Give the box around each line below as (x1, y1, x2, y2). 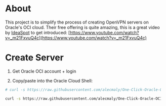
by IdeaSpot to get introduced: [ (5, 29, 70, 35)
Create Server (5, 52, 64, 63)
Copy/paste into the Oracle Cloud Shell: (12, 78, 93, 83)
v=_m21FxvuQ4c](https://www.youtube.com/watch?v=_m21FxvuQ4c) (5, 35, 147, 41)
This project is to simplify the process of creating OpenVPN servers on (5, 19, 149, 25)
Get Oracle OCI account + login (12, 68, 77, 74)
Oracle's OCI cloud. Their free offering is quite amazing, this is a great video (5, 24, 160, 30)
